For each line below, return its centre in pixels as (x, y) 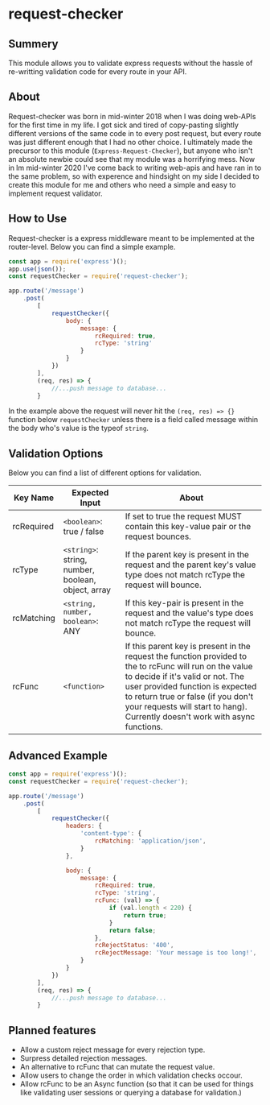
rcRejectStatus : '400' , (134, 946)
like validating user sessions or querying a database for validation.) (131, 1093)
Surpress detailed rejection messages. (84, 1058)
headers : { (84, 826)
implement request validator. (55, 193)
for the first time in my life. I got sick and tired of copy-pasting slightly (124, 125)
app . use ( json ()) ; (37, 269)
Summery (33, 44)
